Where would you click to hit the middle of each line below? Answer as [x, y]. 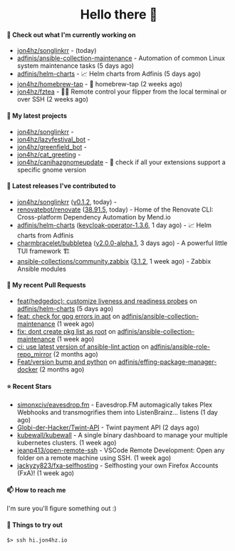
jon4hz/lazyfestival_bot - [53, 139]
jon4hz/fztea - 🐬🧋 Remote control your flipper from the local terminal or [122, 91]
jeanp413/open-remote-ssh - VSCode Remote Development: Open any [121, 450]
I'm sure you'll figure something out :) [62, 508]
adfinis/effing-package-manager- [167, 362]
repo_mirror [34, 354]
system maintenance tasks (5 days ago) [75, 66]
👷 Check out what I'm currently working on [71, 34]
